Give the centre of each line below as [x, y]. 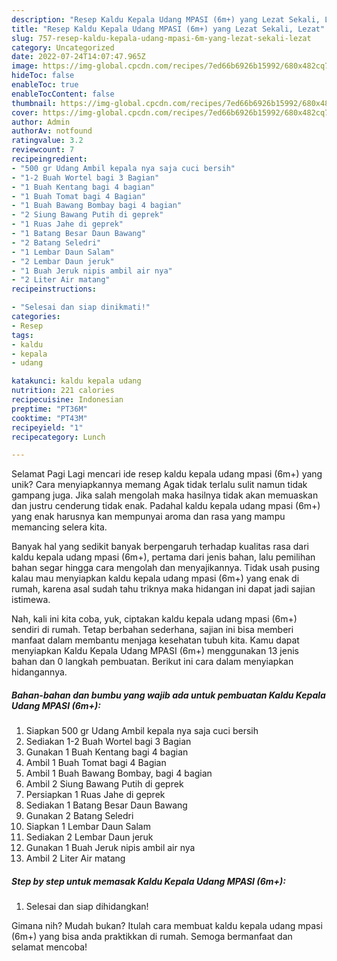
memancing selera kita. [59, 527]
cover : [25, 112]
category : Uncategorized [63, 47]
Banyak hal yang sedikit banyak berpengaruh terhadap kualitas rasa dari [160, 547]
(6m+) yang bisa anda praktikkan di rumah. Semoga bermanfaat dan [152, 937]
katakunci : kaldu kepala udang [76, 381]
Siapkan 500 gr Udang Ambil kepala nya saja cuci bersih [142, 731]
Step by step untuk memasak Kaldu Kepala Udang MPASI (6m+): [148, 881]
